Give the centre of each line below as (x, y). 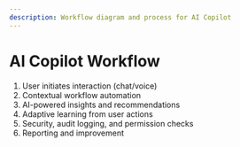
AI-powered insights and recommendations (101, 104)
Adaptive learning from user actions (87, 114)
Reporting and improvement (73, 133)
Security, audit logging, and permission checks (108, 123)
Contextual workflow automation (81, 95)
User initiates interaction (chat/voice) (89, 86)
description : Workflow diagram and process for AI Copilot (120, 17)
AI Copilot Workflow (85, 61)
